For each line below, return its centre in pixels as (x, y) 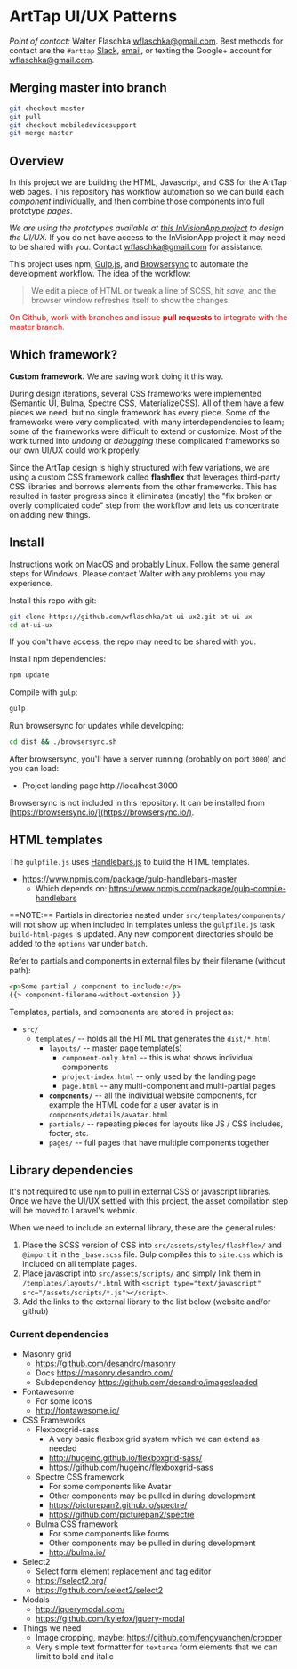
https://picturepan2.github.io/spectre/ (118, 1504)
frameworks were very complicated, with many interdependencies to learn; (147, 422)
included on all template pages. (80, 1264)
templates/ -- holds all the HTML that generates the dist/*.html (153, 1038)
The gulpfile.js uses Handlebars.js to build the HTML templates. (130, 861)
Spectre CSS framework (80, 1476)
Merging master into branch (88, 88)
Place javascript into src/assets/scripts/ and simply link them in (141, 1273)
